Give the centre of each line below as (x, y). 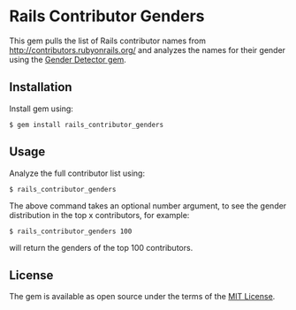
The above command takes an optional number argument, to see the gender (148, 206)
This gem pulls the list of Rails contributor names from (107, 41)
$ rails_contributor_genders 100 (71, 231)
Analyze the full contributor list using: (77, 173)
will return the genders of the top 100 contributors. (101, 247)
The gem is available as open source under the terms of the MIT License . (142, 297)
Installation (41, 87)
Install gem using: (41, 109)
